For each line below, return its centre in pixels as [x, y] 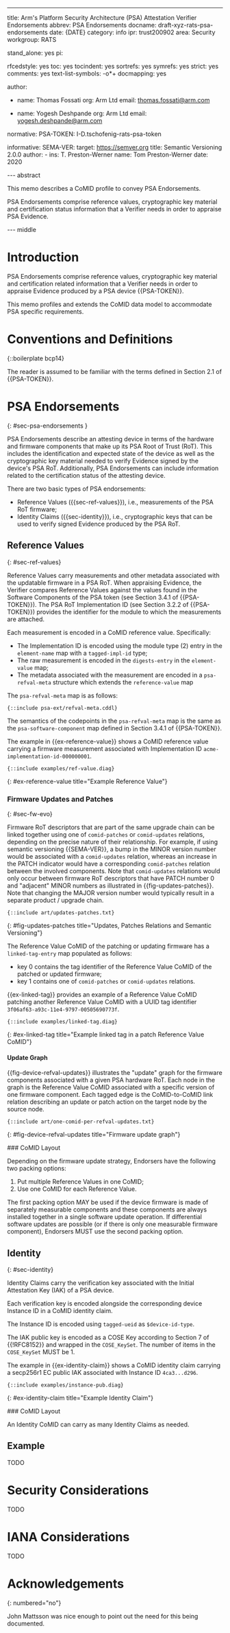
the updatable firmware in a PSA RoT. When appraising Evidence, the [104, 582]
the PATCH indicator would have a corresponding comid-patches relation [108, 864]
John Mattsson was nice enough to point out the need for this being [103, 1616]
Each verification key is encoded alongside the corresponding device [105, 1303]
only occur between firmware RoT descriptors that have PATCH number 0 [111, 878]
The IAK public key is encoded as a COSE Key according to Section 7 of [108, 1337]
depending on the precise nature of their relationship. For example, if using [113, 842]
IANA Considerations [68, 1537]
